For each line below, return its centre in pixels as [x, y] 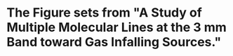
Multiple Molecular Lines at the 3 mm [117, 27]
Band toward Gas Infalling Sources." [114, 42]
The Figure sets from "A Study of [105, 13]
